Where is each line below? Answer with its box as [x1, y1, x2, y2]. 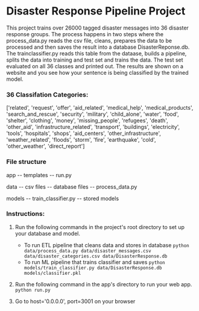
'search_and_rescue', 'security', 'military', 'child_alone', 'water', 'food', [6, 110, 179, 118]
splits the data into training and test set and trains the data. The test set [6, 56, 183, 63]
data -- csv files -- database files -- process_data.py [6, 183, 137, 190]
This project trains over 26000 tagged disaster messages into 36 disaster [6, 24, 189, 31]
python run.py [14, 287, 51, 293]
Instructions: [6, 210, 45, 218]
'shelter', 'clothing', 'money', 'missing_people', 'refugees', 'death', [6, 117, 168, 124]
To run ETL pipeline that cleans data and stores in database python [24, 241, 190, 248]
